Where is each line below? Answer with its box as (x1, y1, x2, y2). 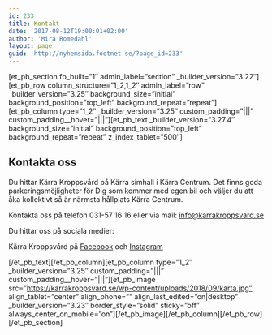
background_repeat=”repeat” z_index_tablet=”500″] (8, 132, 183, 142)
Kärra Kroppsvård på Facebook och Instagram (8, 241, 164, 251)
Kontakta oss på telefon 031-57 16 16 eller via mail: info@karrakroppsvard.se (8, 210, 264, 220)
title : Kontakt (8, 19, 60, 28)
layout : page (8, 42, 53, 50)
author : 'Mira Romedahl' (8, 34, 93, 43)
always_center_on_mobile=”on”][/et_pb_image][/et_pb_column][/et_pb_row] (8, 309, 263, 319)
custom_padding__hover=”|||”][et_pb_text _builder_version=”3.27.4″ (8, 115, 235, 124)
